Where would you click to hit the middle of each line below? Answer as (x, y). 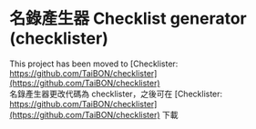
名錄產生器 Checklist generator (128, 19)
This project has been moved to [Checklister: (94, 64)
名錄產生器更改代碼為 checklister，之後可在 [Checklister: (116, 94)
